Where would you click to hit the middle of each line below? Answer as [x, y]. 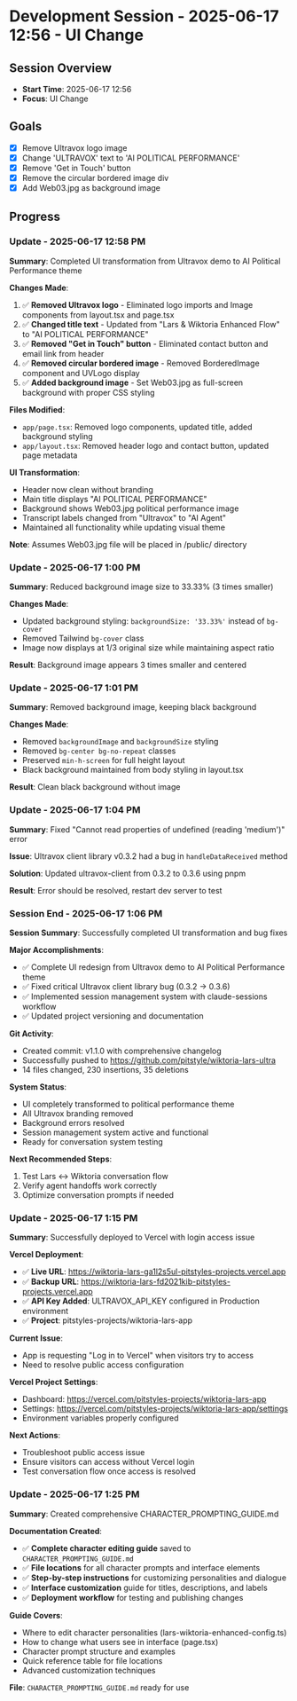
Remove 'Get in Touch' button [76, 168]
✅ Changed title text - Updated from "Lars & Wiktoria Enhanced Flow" [151, 324]
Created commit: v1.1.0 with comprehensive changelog [121, 1051]
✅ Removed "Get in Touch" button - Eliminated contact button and [145, 343]
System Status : [38, 1087]
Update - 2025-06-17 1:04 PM [75, 810]
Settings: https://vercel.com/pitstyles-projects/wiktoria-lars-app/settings [155, 1409]
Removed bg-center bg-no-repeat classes [99, 751]
